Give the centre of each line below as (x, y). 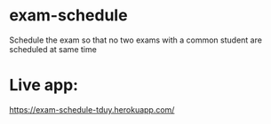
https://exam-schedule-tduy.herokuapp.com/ (92, 109)
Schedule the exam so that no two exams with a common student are (135, 40)
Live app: (44, 85)
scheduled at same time (53, 49)
